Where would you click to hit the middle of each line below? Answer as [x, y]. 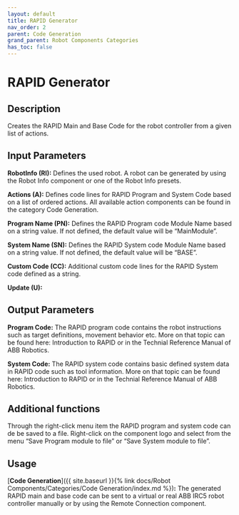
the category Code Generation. [53, 209]
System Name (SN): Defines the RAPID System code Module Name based [117, 245]
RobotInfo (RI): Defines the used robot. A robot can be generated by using [117, 173]
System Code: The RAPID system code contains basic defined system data [118, 364]
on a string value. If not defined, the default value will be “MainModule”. [112, 231]
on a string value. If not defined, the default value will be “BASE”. [102, 252]
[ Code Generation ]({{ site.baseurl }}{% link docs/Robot [89, 481]
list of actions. [28, 133]
